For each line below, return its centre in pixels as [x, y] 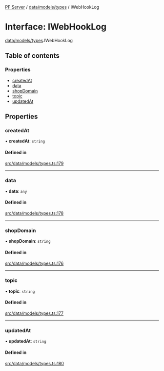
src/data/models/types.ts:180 [35, 363]
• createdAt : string [25, 141]
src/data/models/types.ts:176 [34, 263]
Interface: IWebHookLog [56, 27]
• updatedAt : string [26, 341]
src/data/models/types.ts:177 [34, 313]
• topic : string [20, 291]
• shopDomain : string [28, 241]
